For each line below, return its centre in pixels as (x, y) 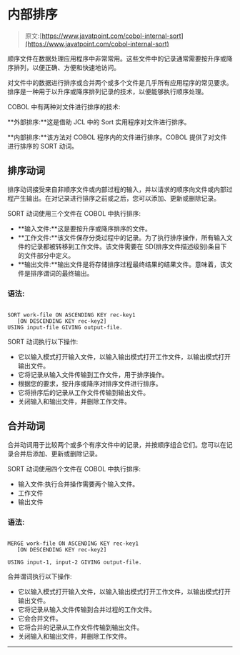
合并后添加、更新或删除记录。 (57, 454)
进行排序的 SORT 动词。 (43, 146)
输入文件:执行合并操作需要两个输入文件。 (78, 484)
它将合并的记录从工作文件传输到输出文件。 (80, 627)
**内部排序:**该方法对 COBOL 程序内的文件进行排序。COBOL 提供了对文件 (117, 137)
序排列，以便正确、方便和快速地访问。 (64, 67)
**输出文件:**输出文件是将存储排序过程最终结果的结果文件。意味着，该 (122, 264)
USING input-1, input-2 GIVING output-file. (75, 562)
